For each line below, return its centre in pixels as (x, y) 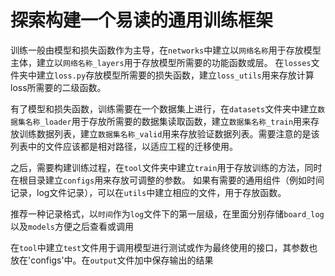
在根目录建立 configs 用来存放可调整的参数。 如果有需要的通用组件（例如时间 (167, 180)
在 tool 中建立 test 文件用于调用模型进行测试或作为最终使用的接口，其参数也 (164, 247)
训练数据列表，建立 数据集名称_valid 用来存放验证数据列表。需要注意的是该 (169, 133)
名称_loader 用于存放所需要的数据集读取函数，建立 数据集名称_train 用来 (168, 121)
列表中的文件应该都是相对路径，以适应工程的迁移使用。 (124, 146)
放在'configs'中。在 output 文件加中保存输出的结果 (112, 260)
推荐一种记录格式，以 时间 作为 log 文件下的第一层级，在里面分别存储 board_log (167, 213)
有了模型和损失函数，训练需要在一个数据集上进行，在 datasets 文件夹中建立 (164, 108)
